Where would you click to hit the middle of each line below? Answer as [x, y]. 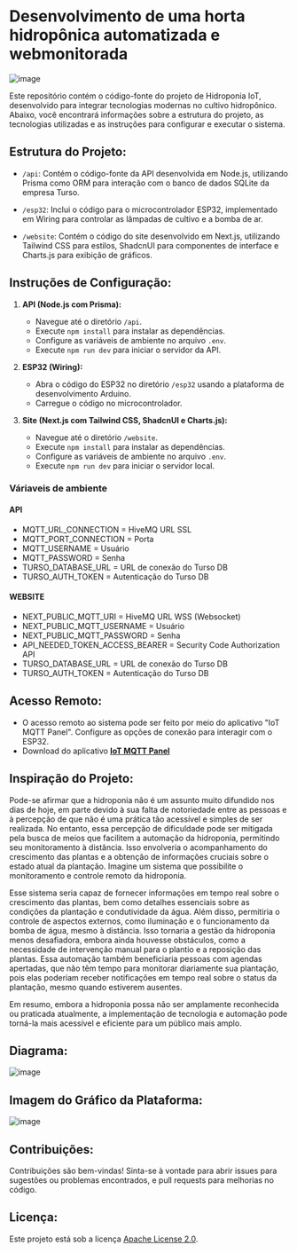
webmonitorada [69, 54]
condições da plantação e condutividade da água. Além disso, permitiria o [145, 911]
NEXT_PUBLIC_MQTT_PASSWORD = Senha [101, 635]
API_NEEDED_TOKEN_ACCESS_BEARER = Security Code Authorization [151, 644]
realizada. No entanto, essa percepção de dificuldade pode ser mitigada [141, 828]
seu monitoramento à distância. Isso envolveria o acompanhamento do [138, 847]
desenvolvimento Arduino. [83, 393]
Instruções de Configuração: [90, 283]
